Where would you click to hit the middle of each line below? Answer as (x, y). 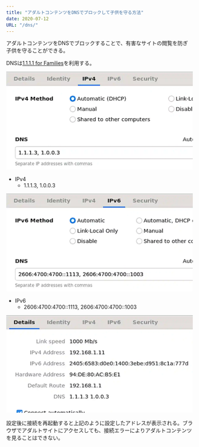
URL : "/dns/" (22, 25)
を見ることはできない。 (35, 438)
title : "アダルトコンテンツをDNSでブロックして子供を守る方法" (75, 12)
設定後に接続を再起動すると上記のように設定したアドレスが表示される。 (94, 423)
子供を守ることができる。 (37, 51)
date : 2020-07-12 (28, 19)
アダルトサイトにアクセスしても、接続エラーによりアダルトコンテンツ (107, 430)
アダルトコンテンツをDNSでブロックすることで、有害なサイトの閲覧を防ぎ (97, 43)
